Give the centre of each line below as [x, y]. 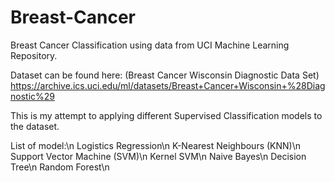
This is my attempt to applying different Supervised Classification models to [166, 115]
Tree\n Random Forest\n [60, 167]
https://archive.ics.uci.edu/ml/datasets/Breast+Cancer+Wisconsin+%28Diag [168, 85]
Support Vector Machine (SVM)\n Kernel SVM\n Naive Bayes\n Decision [158, 156]
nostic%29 [32, 96]
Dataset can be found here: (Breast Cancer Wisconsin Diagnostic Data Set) [165, 75]
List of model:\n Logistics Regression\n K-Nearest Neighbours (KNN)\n [156, 145]
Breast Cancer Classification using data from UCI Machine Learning [150, 45]
